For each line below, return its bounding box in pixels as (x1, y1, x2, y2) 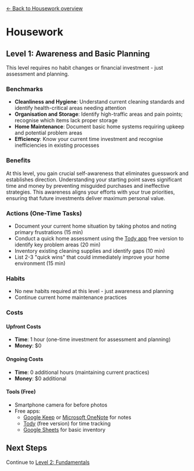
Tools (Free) (6, 389, 36, 396)
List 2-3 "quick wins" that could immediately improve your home (14, 253, 169, 260)
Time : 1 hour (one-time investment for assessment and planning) (14, 336, 171, 343)
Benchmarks (6, 85, 43, 93)
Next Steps (6, 443, 47, 453)
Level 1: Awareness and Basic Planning (6, 49, 150, 59)
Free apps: (14, 407, 41, 414)
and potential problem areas (14, 129, 83, 136)
